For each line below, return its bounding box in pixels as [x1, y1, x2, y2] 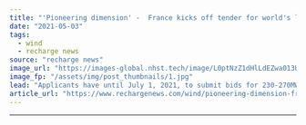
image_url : [9, 64, 51, 73]
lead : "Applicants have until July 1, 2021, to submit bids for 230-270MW [9, 81, 300, 90]
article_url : [9, 89, 59, 98]
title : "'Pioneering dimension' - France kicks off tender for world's [9, 13, 291, 23]
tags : [9, 30, 30, 39]
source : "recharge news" [9, 55, 104, 64]
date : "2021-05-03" [9, 22, 84, 31]
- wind [17, 38, 43, 48]
